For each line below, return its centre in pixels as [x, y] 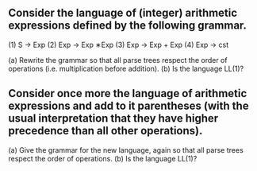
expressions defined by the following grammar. [128, 26]
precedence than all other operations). [105, 131]
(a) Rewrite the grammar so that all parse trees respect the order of [118, 60]
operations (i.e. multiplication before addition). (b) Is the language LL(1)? [126, 68]
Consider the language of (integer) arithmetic [123, 13]
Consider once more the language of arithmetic [128, 93]
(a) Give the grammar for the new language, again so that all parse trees [126, 150]
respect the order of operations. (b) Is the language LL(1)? [103, 158]
